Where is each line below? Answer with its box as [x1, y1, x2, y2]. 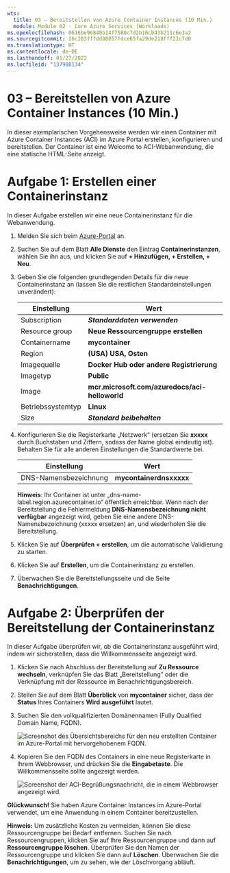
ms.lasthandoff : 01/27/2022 [7, 55, 88, 62]
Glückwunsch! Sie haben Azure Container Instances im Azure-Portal [7, 801, 202, 809]
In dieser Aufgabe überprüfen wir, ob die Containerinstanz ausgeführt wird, [7, 643, 220, 651]
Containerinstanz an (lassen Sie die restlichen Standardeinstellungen [16, 280, 212, 288]
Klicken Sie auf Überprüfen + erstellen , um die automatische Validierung [16, 540, 223, 549]
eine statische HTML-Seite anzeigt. [7, 150, 106, 158]
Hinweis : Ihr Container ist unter [16, 490, 106, 499]
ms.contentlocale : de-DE [7, 49, 78, 56]
